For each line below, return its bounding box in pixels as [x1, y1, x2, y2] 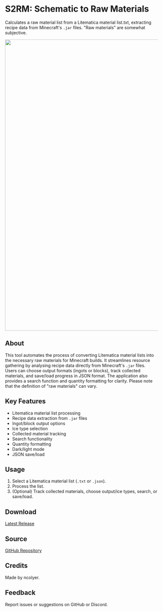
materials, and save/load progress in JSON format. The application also [5, 373, 148, 379]
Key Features [5, 397, 46, 406]
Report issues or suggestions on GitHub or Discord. [5, 601, 108, 607]
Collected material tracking [12, 430, 66, 436]
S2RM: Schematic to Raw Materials [5, 3, 149, 15]
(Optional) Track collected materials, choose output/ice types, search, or [12, 489, 158, 495]
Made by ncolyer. [5, 574, 40, 580]
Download [5, 508, 36, 516]
